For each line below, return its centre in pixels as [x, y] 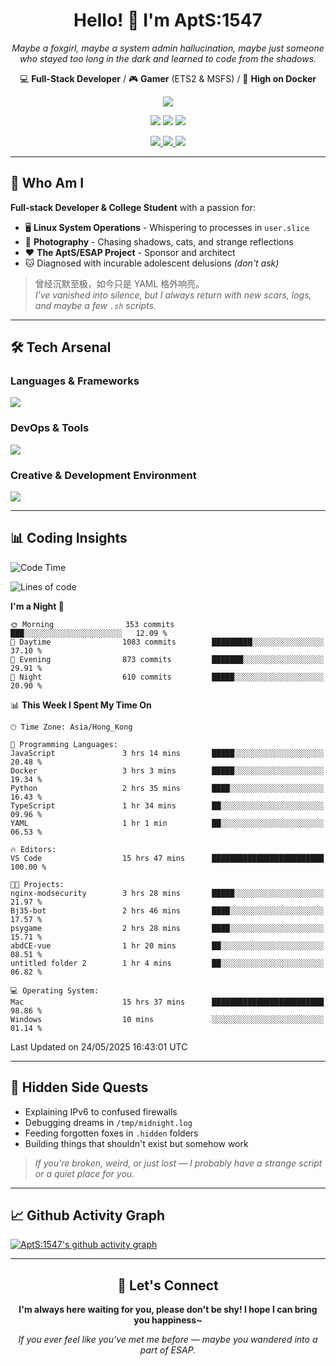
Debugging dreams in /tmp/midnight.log [108, 1122]
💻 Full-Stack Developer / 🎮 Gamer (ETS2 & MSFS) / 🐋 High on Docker [168, 78]
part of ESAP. [168, 1350]
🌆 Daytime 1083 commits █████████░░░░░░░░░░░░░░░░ [167, 642]
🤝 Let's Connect [168, 1285]
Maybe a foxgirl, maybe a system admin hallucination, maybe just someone [168, 48]
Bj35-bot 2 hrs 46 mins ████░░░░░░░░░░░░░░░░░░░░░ [167, 910]
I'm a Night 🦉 [37, 606]
